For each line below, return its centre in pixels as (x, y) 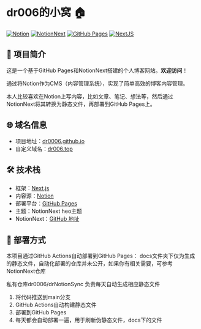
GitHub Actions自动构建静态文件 (56, 305)
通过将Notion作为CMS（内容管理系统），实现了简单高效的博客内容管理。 (97, 83)
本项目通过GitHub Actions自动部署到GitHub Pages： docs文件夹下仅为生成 (101, 256)
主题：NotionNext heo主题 (49, 211)
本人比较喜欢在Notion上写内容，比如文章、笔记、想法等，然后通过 (90, 96)
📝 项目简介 (26, 55)
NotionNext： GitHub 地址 (47, 219)
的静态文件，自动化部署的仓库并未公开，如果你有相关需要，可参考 (89, 264)
